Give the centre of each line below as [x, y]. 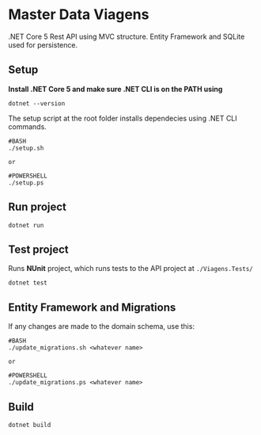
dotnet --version [37, 103]
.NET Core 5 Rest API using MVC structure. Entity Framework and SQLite [127, 36]
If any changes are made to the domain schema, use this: [102, 326]
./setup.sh [26, 148]
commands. [28, 126]
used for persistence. [43, 44]
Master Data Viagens [79, 15]
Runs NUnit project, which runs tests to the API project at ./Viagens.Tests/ [130, 269]
